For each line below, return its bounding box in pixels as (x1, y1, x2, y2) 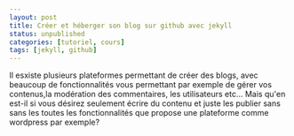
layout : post (9, 12, 58, 22)
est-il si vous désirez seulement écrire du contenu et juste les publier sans (9, 98, 282, 109)
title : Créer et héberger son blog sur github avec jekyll (9, 21, 233, 30)
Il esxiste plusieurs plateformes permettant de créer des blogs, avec (9, 70, 259, 80)
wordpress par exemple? (9, 117, 100, 128)
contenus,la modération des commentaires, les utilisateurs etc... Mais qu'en (9, 89, 286, 100)
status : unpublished (9, 29, 86, 38)
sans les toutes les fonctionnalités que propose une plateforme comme (9, 108, 269, 118)
